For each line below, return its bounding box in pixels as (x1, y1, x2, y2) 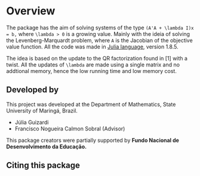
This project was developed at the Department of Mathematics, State (6, 101, 176, 108)
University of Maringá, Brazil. (6, 107, 78, 114)
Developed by (6, 85, 59, 95)
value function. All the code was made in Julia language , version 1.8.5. (6, 43, 179, 50)
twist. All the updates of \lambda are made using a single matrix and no (6, 61, 180, 68)
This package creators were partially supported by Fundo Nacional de (6, 136, 179, 144)
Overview (6, 4, 56, 18)
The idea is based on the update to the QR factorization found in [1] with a (6, 54, 188, 62)
